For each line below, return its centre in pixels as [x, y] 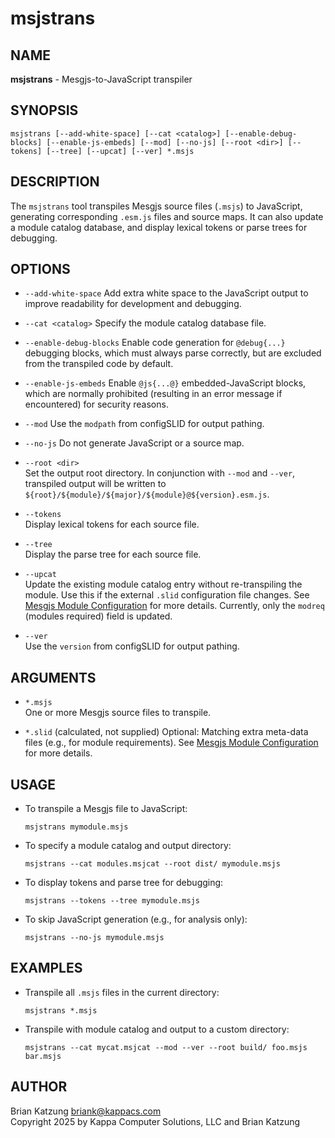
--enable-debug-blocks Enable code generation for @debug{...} [155, 343]
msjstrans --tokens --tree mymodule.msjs [112, 901]
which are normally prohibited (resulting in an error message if [153, 394]
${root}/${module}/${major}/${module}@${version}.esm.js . [147, 494]
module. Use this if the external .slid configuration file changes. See [167, 595]
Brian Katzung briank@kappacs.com [86, 1111]
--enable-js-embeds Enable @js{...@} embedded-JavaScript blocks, [165, 383]
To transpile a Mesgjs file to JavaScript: [106, 809]
